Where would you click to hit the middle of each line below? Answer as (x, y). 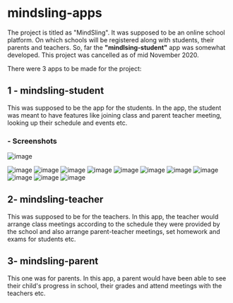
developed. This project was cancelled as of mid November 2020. (103, 55)
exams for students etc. (42, 239)
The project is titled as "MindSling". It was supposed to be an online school (116, 32)
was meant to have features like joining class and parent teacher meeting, (115, 115)
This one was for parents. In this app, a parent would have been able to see (117, 278)
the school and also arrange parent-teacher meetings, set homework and (114, 231)
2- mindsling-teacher (55, 200)
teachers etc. (26, 293)
